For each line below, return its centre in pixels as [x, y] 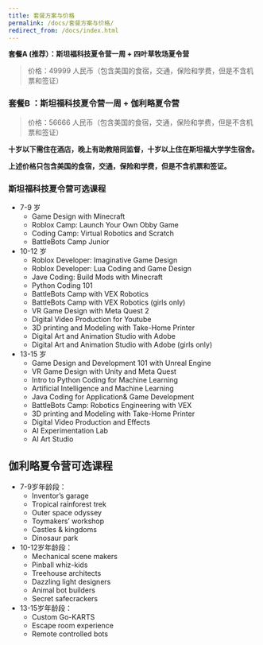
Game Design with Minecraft [78, 216]
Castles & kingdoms [64, 529]
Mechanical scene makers [74, 556]
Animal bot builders [63, 590]
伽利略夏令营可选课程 [60, 466]
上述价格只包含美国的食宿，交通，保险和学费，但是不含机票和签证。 [120, 166]
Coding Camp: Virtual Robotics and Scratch [103, 233]
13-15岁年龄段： [46, 608]
